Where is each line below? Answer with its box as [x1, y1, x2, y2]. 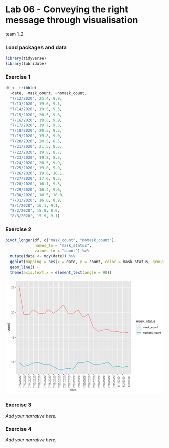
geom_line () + [10, 265, 39, 270]
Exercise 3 [5, 401, 32, 408]
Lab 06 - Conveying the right [5, 4, 129, 15]
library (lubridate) [5, 61, 47, 66]
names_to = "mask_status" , [34, 243, 92, 248]
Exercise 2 [5, 226, 32, 233]
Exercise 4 [5, 425, 32, 432]
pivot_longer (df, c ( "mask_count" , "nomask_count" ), [5, 238, 116, 243]
